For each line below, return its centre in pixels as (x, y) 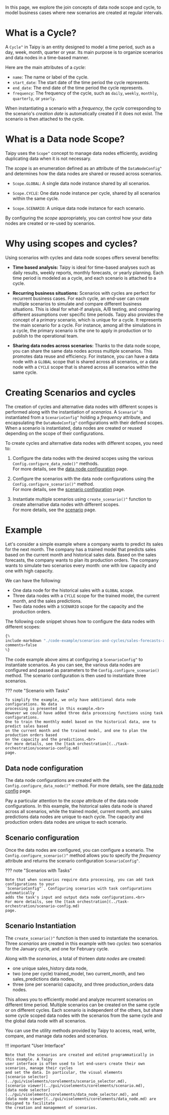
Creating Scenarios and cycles (70, 392)
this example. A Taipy (29, 1059)
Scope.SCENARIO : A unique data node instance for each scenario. (79, 208)
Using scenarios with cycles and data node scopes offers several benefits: (82, 257)
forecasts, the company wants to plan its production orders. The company (82, 560)
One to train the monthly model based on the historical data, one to (81, 722)
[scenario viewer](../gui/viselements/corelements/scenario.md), (75, 1086)
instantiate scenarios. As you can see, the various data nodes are (73, 665)
